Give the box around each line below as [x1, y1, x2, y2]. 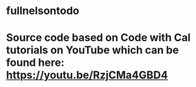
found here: [6, 56, 65, 69]
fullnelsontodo [6, 4, 80, 18]
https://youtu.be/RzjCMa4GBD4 [6, 69, 168, 82]
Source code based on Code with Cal [6, 31, 191, 45]
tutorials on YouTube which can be [6, 43, 179, 57]
